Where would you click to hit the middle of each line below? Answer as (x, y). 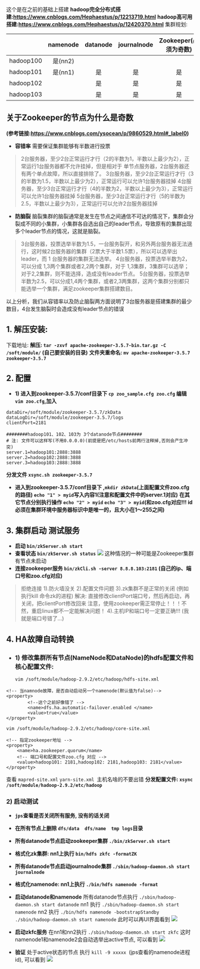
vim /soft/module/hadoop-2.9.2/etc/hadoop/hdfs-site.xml (87, 679)
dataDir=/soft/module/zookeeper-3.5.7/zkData (63, 413)
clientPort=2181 (26, 423)
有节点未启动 (30, 561)
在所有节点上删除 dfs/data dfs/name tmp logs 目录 (79, 828)
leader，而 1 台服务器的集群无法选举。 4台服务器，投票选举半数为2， (105, 259)
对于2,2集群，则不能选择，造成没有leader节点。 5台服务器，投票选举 (105, 274)
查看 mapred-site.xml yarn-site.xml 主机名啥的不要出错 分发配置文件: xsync (100, 779)
